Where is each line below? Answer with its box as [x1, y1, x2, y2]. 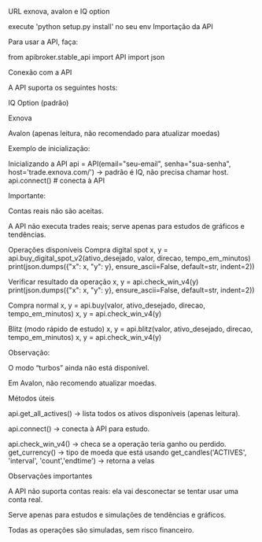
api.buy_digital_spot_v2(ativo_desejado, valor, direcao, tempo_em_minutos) [8, 253, 251, 263]
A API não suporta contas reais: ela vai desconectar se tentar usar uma [8, 487, 238, 496]
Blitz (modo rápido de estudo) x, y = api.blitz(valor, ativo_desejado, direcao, [8, 324, 253, 334]
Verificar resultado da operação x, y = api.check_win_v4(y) [8, 277, 199, 286]
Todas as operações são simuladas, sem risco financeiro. [8, 525, 194, 534]
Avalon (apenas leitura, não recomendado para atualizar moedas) [8, 129, 220, 138]
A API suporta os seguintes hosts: [8, 83, 118, 92]
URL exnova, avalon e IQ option [8, 7, 110, 16]
